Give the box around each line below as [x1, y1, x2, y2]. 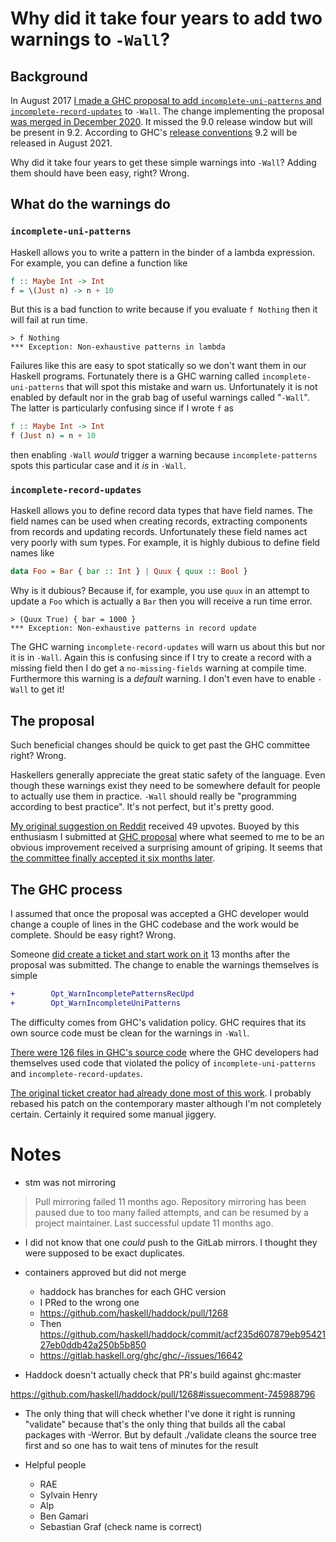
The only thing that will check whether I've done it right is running [24, 1407, 296, 1419]
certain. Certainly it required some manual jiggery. [10, 1108, 217, 1120]
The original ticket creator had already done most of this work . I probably [10, 1087, 312, 1099]
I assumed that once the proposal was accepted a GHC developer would [10, 907, 310, 919]
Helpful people [24, 1458, 87, 1471]
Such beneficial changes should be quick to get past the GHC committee [10, 739, 311, 751]
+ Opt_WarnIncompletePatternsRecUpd [10, 988, 195, 999]
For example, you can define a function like [10, 257, 188, 269]
